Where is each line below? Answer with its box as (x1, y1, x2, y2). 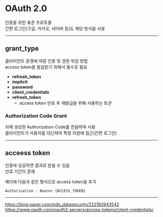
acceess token (5, 149, 50, 157)
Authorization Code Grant (5, 112, 67, 119)
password (12, 84, 33, 90)
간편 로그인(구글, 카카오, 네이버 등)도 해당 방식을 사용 (5, 25, 105, 31)
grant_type (5, 45, 39, 53)
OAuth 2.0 (5, 3, 48, 14)
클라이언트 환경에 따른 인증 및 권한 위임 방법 (5, 58, 88, 63)
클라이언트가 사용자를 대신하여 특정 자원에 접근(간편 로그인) (5, 130, 117, 136)
